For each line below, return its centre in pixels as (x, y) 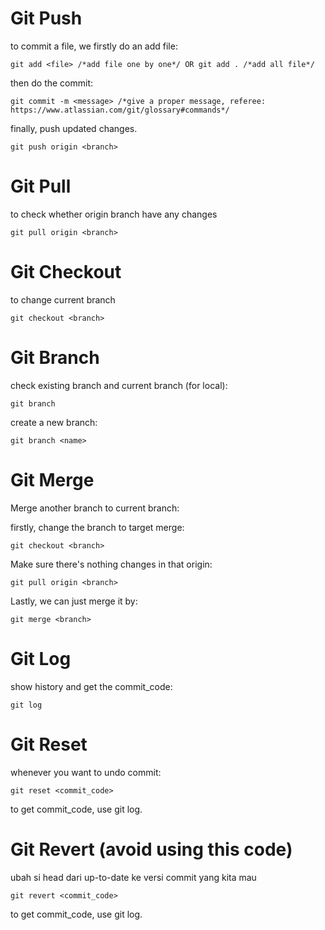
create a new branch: (54, 422)
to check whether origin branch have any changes (114, 214)
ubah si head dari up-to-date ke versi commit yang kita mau (133, 877)
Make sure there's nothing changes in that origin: (111, 564)
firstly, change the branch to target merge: (97, 527)
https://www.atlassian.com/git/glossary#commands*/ (120, 110)
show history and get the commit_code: (91, 686)
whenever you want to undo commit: (86, 772)
